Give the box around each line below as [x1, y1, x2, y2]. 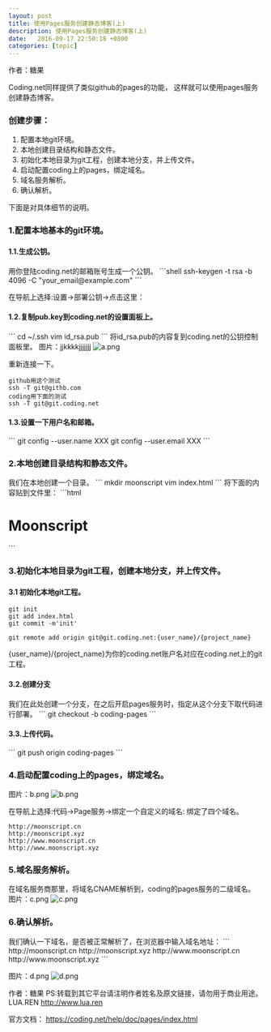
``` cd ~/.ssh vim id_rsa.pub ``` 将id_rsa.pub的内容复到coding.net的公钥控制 [8, 332, 259, 341]
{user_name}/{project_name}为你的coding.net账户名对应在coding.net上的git [8, 649, 263, 659]
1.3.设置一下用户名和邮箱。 [8, 418, 99, 427]
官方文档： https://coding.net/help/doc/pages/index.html [8, 1014, 198, 1024]
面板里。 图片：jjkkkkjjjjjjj [8, 341, 91, 351]
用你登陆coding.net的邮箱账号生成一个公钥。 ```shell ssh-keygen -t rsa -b [8, 266, 253, 276]
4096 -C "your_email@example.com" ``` [8, 275, 142, 285]
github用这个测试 [8, 376, 61, 385]
